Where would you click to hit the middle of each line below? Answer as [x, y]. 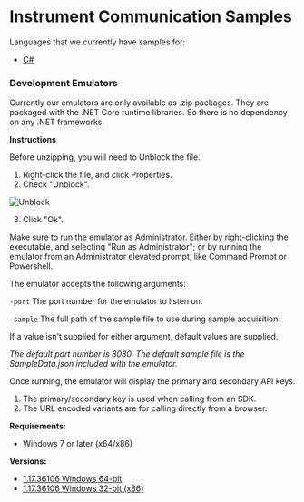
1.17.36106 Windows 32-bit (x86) [83, 488]
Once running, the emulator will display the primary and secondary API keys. [152, 381]
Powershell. [31, 266]
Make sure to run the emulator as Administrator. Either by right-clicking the [149, 237]
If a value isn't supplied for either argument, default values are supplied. [144, 337]
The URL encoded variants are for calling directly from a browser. [145, 408]
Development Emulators [64, 83]
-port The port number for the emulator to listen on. [106, 301]
